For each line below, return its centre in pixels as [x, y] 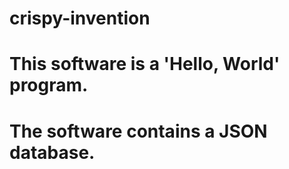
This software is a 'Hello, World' [145, 64]
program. [49, 85]
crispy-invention [80, 18]
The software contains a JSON [138, 131]
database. [52, 152]
